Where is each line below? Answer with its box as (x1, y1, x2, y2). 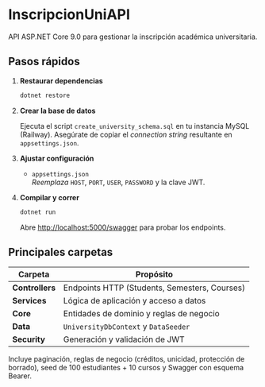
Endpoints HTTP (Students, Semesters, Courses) (63, 282, 246, 293)
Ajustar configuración (19, 153, 94, 163)
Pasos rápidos (8, 55, 81, 68)
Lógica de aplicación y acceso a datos (63, 296, 206, 307)
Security (12, 334, 46, 345)
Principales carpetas (8, 245, 113, 259)
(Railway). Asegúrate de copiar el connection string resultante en (19, 130, 232, 139)
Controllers (12, 282, 56, 293)
